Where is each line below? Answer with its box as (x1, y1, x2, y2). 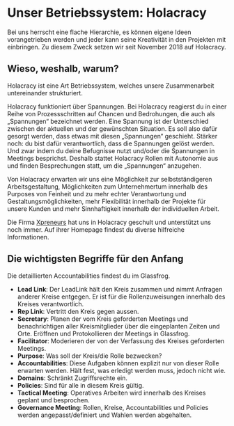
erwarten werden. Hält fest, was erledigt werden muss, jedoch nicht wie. (17, 366, 226, 374)
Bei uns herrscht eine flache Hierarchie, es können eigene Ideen (7, 28, 192, 36)
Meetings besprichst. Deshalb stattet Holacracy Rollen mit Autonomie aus (7, 154, 219, 162)
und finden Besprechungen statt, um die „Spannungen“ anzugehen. (7, 161, 202, 170)
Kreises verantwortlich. (17, 299, 84, 308)
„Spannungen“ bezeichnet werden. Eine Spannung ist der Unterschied (7, 117, 209, 125)
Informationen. (7, 232, 49, 241)
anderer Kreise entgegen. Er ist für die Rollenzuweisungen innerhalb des (17, 292, 226, 301)
